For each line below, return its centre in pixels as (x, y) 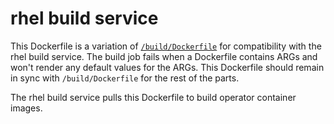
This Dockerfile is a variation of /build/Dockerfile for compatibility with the (166, 46)
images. (26, 108)
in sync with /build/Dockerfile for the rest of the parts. (125, 78)
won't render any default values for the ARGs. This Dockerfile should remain (167, 67)
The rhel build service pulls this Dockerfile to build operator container (153, 97)
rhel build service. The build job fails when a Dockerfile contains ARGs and (164, 56)
